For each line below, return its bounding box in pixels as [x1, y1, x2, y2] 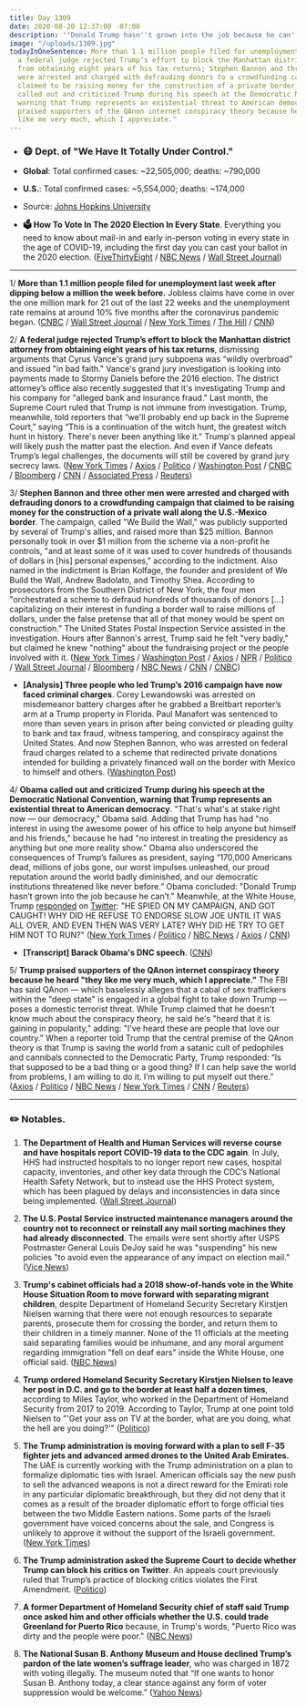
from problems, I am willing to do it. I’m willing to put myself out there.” [9, 1072, 274, 1083]
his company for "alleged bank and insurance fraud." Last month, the [9, 393, 269, 404]
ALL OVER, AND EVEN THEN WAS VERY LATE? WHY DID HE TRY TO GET [9, 920, 285, 931]
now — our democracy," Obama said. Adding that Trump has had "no [9, 813, 270, 825]
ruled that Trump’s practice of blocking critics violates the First [22, 1574, 258, 1585]
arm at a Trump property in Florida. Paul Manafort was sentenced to [22, 708, 278, 720]
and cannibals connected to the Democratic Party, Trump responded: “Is [9, 1052, 282, 1063]
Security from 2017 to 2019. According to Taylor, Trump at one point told [22, 1403, 294, 1414]
